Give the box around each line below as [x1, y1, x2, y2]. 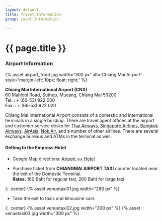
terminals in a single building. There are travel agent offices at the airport [5, 117, 155, 123]
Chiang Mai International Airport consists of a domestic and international [5, 112, 154, 118]
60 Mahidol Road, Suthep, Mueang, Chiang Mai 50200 [5, 92, 117, 98]
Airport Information [5, 60, 53, 67]
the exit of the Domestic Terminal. [12, 171, 82, 177]
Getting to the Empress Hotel [5, 145, 66, 151]
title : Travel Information [5, 12, 61, 17]
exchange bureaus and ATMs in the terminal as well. [5, 133, 112, 139]
